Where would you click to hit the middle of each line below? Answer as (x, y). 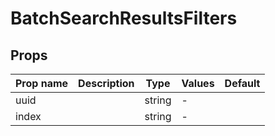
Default (242, 83)
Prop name (42, 83)
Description (106, 83)
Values (198, 83)
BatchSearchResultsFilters (124, 18)
